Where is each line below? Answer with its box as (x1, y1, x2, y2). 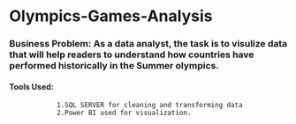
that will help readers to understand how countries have (9, 48, 254, 61)
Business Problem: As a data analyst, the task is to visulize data (9, 38, 288, 50)
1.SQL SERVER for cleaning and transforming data (56, 101, 243, 110)
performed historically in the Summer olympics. (9, 60, 219, 72)
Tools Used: (9, 81, 55, 91)
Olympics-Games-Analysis (9, 6, 213, 26)
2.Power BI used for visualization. (56, 108, 192, 118)
